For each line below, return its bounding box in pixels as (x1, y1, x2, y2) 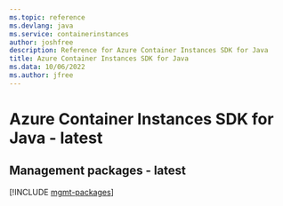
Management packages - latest (9, 163, 187, 178)
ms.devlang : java (9, 21, 74, 30)
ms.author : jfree (9, 71, 74, 80)
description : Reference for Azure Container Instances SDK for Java (9, 46, 269, 55)
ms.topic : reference (9, 12, 86, 22)
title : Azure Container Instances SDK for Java (9, 54, 190, 63)
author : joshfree (9, 37, 74, 47)
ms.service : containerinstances (9, 29, 129, 38)
